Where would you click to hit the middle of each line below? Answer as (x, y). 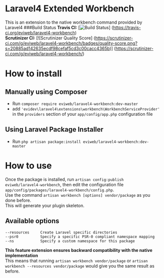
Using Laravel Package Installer (54, 129)
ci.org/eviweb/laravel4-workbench (40, 33)
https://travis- (127, 27)
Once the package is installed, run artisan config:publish (64, 179)
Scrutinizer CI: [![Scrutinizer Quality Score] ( (50, 38)
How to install (34, 74)
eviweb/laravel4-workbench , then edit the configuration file (64, 184)
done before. (18, 200)
